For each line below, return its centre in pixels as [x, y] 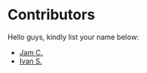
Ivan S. [31, 61]
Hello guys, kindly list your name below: [73, 37]
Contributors [51, 15]
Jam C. [31, 52]
